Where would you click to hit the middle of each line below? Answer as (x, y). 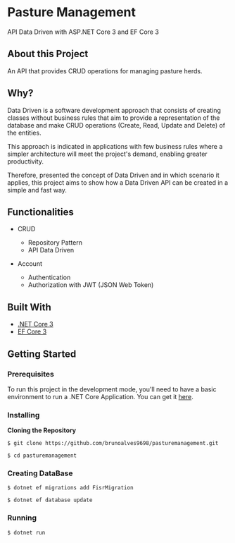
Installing (24, 415)
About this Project (48, 54)
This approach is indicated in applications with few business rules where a (115, 146)
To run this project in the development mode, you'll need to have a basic (112, 389)
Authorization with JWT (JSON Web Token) (91, 285)
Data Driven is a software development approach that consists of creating (114, 110)
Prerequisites (31, 374)
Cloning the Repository (42, 430)
